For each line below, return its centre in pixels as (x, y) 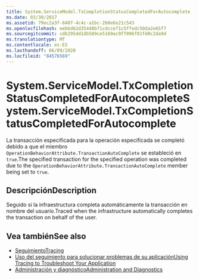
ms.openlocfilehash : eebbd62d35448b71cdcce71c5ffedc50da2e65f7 (86, 28)
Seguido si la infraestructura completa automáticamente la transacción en (97, 205)
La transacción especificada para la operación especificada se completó (95, 140)
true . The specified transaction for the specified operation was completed (96, 159)
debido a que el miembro (37, 146)
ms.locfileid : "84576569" (38, 56)
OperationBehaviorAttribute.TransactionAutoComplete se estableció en (94, 153)
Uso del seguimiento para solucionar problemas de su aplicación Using (102, 257)
